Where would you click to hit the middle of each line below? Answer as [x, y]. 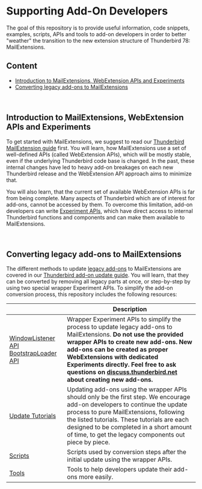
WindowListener [32, 338]
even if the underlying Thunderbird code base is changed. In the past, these [100, 160]
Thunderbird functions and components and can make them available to [96, 217]
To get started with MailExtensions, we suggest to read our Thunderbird [95, 141]
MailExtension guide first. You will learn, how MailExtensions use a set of [96, 148]
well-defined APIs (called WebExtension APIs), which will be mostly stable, [99, 154]
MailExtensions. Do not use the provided [125, 335]
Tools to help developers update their [120, 470]
